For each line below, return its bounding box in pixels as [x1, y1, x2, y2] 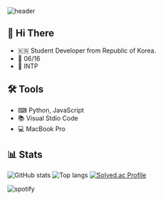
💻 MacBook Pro [17, 125, 66, 133]
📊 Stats [7, 149, 43, 161]
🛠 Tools [7, 83, 44, 95]
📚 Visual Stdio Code [17, 114, 79, 122]
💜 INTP [17, 61, 39, 70]
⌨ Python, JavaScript [17, 105, 84, 114]
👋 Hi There [7, 27, 55, 39]
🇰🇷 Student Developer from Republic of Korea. [17, 46, 157, 55]
